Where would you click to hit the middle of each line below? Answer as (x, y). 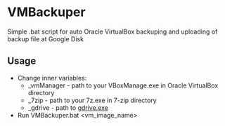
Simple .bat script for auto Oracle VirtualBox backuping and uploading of (112, 31)
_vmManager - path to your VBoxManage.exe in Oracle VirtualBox (123, 85)
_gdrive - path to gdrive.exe (68, 107)
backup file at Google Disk (46, 38)
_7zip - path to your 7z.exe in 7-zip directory (92, 100)
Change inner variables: (52, 78)
